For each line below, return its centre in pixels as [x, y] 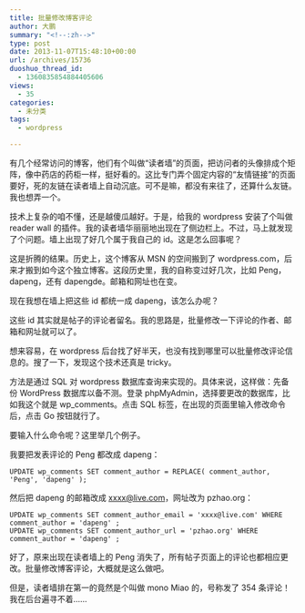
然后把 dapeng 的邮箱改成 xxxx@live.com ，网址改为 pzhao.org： [131, 498]
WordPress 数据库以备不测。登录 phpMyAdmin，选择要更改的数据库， [151, 393]
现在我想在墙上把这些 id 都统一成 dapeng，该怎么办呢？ [114, 301]
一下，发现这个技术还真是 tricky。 [112, 362]
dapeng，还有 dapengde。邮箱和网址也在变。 [96, 281]
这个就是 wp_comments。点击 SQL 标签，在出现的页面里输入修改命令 [156, 404]
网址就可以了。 [53, 332]
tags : [20, 119]
